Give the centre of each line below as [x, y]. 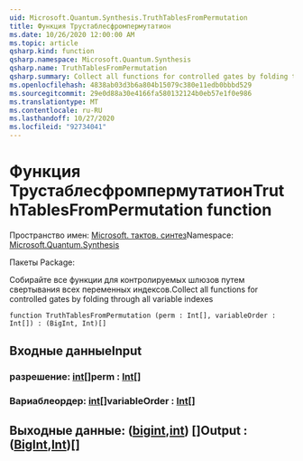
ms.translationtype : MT [54, 102]
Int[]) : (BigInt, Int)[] [58, 323]
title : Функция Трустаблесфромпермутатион [90, 26]
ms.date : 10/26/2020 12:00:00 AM [72, 34]
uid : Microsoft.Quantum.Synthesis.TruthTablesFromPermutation [129, 18]
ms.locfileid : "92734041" [58, 127]
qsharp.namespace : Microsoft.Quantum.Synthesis [101, 60]
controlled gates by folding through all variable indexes [111, 298]
